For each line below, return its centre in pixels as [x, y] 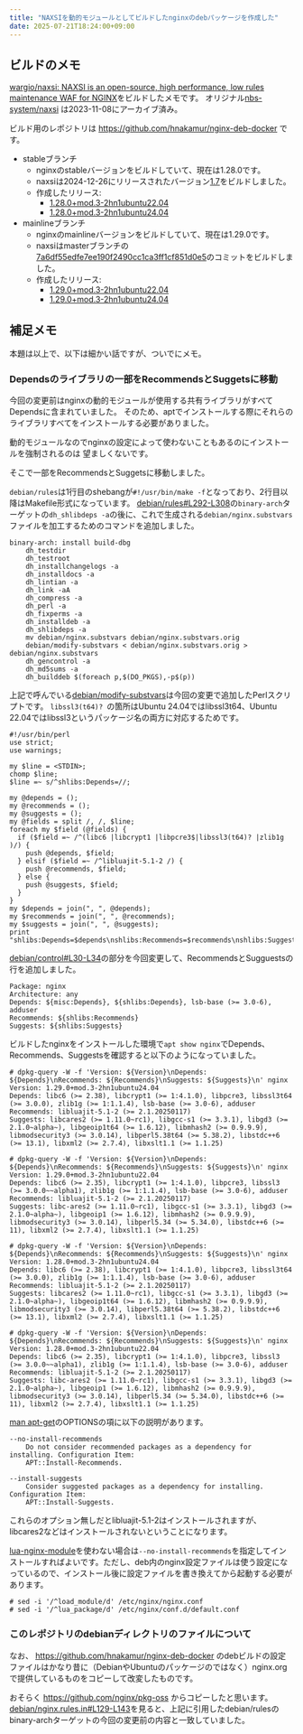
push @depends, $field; [70, 853]
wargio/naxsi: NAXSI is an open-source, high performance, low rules [137, 88]
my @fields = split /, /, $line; [72, 822]
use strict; [32, 743]
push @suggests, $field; [72, 885]
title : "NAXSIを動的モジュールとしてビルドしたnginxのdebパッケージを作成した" [144, 18]
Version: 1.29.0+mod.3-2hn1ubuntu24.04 [84, 1088]
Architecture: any [44, 994]
